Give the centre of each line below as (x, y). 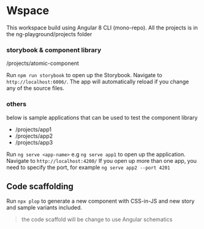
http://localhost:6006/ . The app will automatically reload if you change (98, 82)
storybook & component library (54, 50)
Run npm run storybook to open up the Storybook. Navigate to (84, 75)
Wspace (28, 11)
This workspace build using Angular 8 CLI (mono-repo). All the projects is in (102, 28)
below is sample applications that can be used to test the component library (102, 118)
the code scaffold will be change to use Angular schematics (97, 220)
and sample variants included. (44, 208)
